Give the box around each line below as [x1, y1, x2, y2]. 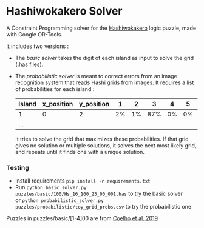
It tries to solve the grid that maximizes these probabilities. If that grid [15, 135, 189, 142]
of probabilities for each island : [15, 85, 95, 92]
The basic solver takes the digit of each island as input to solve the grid [15, 54, 194, 61]
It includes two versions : [6, 42, 69, 50]
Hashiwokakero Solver [6, 4, 123, 18]
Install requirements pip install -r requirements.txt [15, 177, 151, 184]
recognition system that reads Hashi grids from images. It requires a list [15, 79, 194, 86]
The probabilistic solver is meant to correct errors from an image [15, 72, 177, 79]
